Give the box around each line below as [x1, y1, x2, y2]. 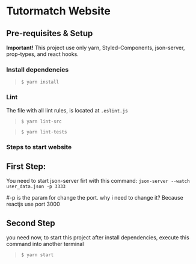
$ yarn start [20, 252, 54, 258]
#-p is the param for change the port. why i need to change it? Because [6, 194, 183, 201]
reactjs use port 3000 [6, 200, 60, 208]
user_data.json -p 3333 [6, 183, 66, 190]
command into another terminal [6, 241, 84, 248]
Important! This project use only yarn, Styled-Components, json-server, [6, 44, 185, 51]
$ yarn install [20, 79, 60, 85]
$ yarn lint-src [20, 118, 62, 124]
